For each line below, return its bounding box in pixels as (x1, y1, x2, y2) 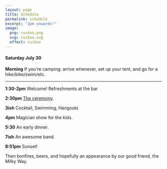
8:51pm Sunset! (5, 143, 38, 149)
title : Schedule (5, 12, 39, 17)
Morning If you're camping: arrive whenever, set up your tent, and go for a (5, 66, 158, 72)
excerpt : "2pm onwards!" (5, 21, 57, 26)
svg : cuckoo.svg (9, 35, 43, 40)
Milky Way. (5, 158, 27, 164)
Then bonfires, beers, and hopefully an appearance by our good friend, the (5, 153, 159, 159)
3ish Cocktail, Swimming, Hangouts (5, 105, 79, 111)
